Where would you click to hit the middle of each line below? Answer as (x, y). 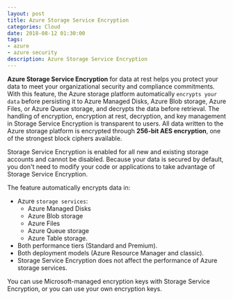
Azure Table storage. (58, 238)
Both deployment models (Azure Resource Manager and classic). (110, 253)
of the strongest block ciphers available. (65, 138)
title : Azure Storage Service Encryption (68, 20)
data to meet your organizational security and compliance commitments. (111, 86)
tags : (15, 40)
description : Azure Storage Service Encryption (78, 59)
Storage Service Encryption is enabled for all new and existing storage (108, 151)
